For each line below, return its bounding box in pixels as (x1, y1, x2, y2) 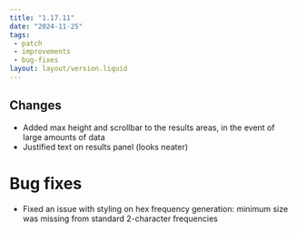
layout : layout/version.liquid (9, 65, 128, 74)
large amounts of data (22, 131, 106, 142)
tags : (9, 30, 30, 39)
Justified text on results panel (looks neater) (22, 141, 189, 152)
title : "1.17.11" (9, 13, 75, 23)
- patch (13, 38, 43, 48)
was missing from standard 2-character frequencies (22, 213, 218, 224)
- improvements (13, 47, 71, 56)
